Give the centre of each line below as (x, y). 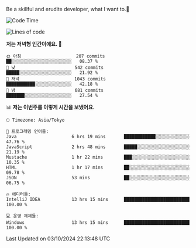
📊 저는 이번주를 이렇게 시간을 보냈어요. (51, 107)
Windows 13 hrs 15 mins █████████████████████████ (98, 223)
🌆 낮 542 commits (55, 68)
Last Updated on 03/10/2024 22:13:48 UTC (58, 239)
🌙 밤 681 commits (55, 91)
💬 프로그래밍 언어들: (27, 132)
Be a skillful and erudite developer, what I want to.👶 (68, 9)
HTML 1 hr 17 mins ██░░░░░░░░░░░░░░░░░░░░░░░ (98, 167)
